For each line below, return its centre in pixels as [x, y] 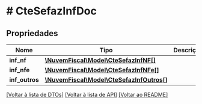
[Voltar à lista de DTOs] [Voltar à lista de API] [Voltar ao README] [87, 95]
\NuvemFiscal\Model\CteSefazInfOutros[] [106, 80]
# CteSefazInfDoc [52, 11]
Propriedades [32, 33]
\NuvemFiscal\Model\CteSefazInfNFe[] [102, 70]
